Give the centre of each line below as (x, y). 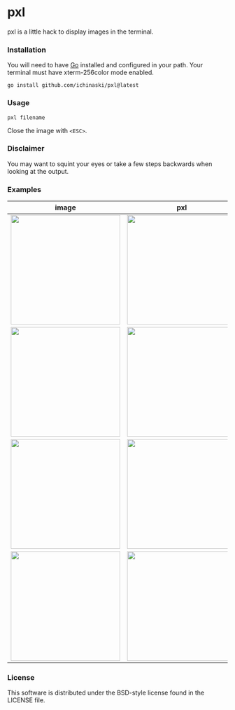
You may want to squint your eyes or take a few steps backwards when (110, 164)
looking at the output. (38, 171)
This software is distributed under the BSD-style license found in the (106, 693)
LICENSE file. (26, 700)
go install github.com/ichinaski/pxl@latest (73, 86)
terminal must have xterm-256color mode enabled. (80, 73)
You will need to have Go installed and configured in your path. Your (105, 65)
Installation (27, 50)
